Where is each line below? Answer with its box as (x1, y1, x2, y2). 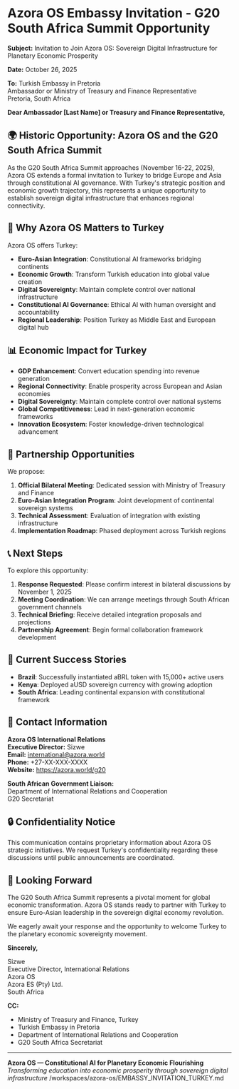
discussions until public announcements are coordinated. (7, 854, 175, 862)
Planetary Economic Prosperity (7, 51, 98, 60)
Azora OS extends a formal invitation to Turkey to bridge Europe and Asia (7, 171, 222, 179)
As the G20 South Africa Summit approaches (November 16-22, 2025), (7, 163, 216, 172)
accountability (17, 308, 60, 316)
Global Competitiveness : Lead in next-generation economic (17, 405, 196, 413)
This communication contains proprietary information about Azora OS (7, 839, 211, 847)
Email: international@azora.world (7, 750, 105, 759)
